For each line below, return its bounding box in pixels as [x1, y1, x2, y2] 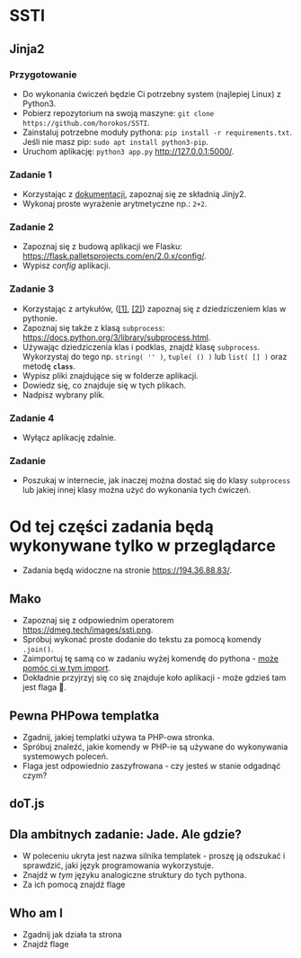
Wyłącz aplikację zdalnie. [22, 433, 117, 443]
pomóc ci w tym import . [22, 663, 111, 674]
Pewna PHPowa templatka [9, 708, 160, 723]
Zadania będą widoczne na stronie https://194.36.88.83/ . [22, 565, 232, 576]
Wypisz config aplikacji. [22, 260, 111, 271]
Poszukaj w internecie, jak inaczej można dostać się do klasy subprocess [22, 475, 291, 486]
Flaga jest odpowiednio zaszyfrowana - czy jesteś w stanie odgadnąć [22, 760, 281, 771]
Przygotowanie [9, 68, 77, 81]
